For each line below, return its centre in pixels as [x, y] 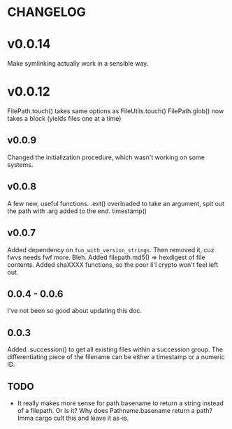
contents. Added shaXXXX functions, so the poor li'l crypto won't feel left [113, 264]
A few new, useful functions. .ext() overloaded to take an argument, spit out [116, 203]
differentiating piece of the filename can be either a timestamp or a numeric [116, 357]
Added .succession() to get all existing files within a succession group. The [115, 349]
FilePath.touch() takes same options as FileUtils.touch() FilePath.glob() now [116, 111]
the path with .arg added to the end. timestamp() [77, 211]
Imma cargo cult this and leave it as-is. [73, 418]
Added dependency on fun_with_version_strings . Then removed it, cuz [111, 249]
